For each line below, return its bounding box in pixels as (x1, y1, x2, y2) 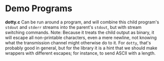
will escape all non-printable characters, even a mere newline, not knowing (5, 35, 157, 41)
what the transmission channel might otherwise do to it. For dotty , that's (5, 40, 151, 45)
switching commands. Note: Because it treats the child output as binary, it (5, 29, 155, 35)
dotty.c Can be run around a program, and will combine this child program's (5, 19, 160, 25)
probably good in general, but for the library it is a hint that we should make (5, 45, 158, 51)
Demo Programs (5, 3, 73, 14)
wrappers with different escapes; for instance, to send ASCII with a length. (5, 50, 156, 56)
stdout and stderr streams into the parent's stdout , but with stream (5, 24, 142, 30)
